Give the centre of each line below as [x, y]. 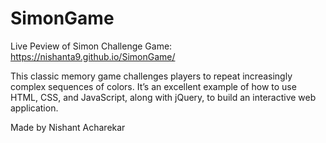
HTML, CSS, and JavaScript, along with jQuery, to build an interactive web [163, 97]
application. [34, 108]
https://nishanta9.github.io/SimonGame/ [93, 56]
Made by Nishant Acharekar [68, 127]
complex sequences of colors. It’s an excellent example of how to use [153, 86]
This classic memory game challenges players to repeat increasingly [151, 76]
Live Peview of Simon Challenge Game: [91, 46]
